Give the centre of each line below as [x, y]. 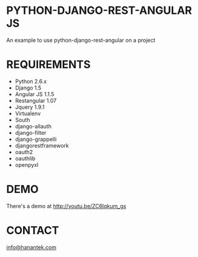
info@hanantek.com [31, 247]
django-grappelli [36, 139]
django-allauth [33, 126]
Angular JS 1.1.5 [35, 94]
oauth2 [24, 152]
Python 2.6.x [31, 81]
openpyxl [27, 164]
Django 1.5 [28, 88]
